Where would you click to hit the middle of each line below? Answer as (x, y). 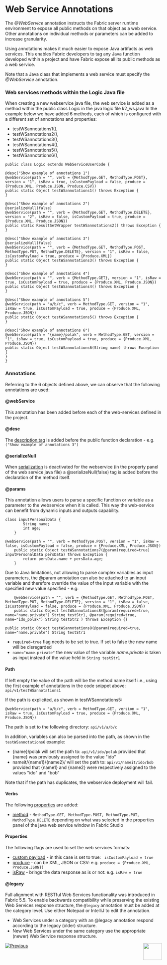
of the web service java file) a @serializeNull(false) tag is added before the (82, 472)
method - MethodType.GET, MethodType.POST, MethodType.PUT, (76, 814)
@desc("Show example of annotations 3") (48, 239)
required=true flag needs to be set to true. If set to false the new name (85, 642)
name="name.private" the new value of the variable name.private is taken (86, 653)
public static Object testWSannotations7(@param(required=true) (82, 550)
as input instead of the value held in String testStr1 (66, 658)
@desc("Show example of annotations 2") (48, 204)
